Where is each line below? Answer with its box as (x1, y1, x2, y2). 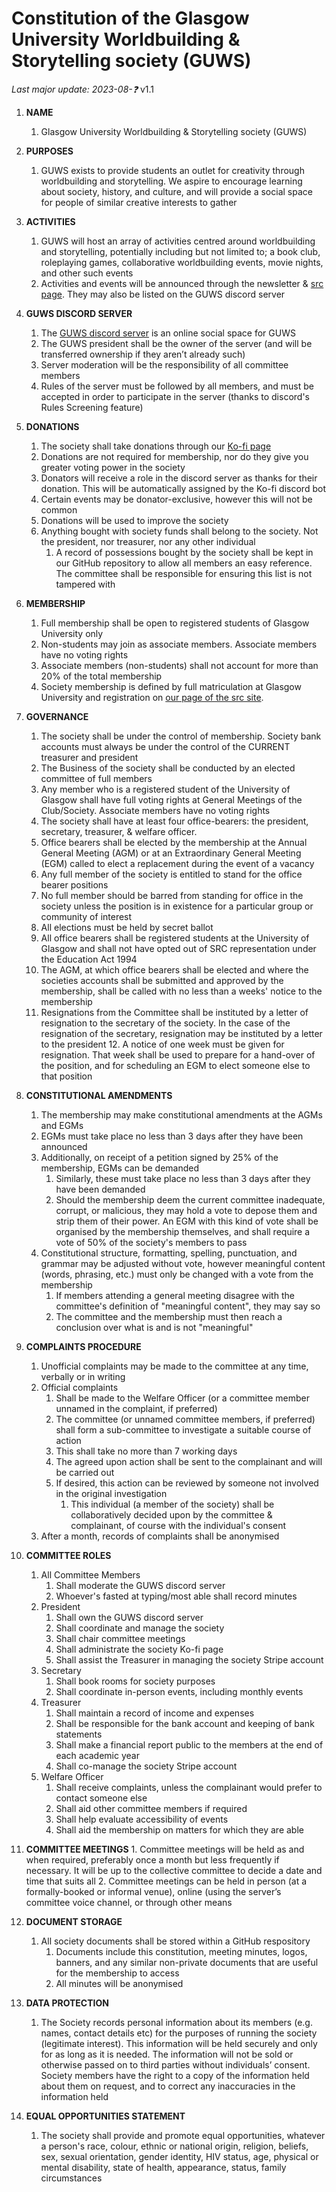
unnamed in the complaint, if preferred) (55, 1402, 218, 1414)
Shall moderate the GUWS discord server (55, 1579, 226, 1591)
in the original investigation (55, 1487, 168, 1499)
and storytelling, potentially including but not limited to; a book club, (40, 245, 321, 257)
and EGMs (40, 1119, 84, 1131)
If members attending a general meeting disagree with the (55, 1289, 295, 1301)
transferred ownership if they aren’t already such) (40, 348, 246, 360)
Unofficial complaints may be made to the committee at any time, (40, 1360, 309, 1372)
